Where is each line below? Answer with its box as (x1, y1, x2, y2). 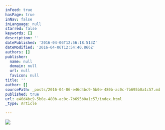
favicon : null (10, 73, 39, 78)
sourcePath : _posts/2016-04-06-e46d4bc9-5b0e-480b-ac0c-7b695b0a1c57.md (5, 87, 160, 92)
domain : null (10, 63, 37, 69)
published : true (5, 92, 39, 97)
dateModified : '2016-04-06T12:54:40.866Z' (5, 45, 95, 50)
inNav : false (5, 17, 33, 22)
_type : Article (5, 101, 37, 106)
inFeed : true (5, 7, 33, 13)
